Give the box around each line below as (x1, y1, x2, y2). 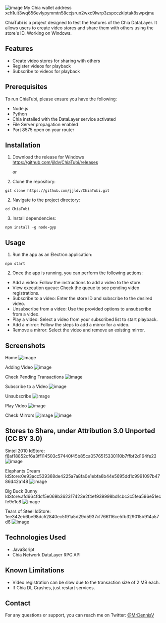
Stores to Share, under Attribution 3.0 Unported (5, 427, 155, 435)
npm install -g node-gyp (5, 225, 56, 230)
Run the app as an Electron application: (12, 251, 93, 258)
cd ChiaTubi (5, 207, 30, 212)
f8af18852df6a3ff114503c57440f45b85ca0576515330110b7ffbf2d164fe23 (5, 453, 157, 459)
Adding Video (5, 364, 33, 370)
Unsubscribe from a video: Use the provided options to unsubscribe (12, 306, 152, 312)
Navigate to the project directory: (12, 197, 80, 203)
